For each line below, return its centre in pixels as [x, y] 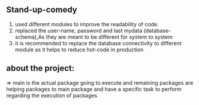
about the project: [40, 68]
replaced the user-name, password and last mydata [79, 30]
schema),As [30, 37]
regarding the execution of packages [52, 95]
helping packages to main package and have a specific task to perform [94, 89]
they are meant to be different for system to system [109, 37]
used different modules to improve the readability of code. [87, 24]
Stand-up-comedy [42, 10]
